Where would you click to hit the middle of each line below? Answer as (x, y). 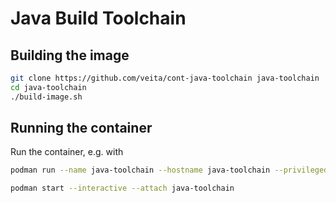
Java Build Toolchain (98, 18)
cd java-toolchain (48, 87)
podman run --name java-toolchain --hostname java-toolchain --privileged (169, 170)
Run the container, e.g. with (67, 152)
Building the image (70, 55)
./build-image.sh (46, 97)
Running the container (81, 128)
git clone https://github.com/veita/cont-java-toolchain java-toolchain (165, 78)
